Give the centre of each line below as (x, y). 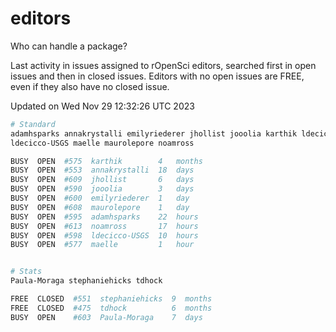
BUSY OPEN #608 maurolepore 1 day (100, 207)
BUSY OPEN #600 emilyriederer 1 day (100, 198)
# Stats (26, 272)
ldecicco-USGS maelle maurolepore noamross (102, 143)
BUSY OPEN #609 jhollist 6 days (102, 180)
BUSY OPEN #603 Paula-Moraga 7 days (106, 317)
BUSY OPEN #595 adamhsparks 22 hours (104, 217)
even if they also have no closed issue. (90, 86)
